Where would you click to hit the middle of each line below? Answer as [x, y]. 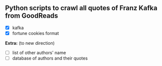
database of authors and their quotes [50, 58]
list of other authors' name [39, 52]
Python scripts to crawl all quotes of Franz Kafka [81, 8]
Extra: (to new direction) [30, 43]
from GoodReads [32, 16]
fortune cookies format [35, 33]
